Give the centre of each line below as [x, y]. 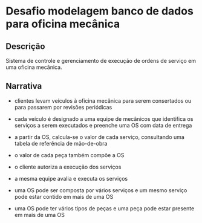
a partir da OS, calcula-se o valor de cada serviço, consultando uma [99, 137]
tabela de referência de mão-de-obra [61, 143]
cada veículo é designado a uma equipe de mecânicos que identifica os [104, 118]
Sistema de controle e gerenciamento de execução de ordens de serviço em [101, 61]
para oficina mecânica [63, 24]
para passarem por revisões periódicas [63, 107]
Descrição [25, 46]
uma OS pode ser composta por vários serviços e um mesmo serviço [101, 190]
